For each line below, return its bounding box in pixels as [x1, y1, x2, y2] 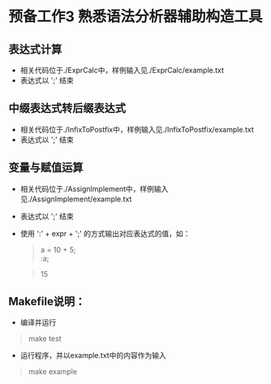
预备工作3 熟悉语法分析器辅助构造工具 [8, 7, 263, 26]
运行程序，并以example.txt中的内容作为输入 [19, 351, 166, 360]
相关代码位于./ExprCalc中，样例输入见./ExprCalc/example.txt [19, 66, 225, 75]
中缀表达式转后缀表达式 [8, 101, 126, 115]
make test [28, 334, 62, 343]
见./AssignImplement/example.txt [19, 194, 132, 204]
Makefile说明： [8, 295, 86, 308]
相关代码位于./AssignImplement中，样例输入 [19, 183, 169, 193]
